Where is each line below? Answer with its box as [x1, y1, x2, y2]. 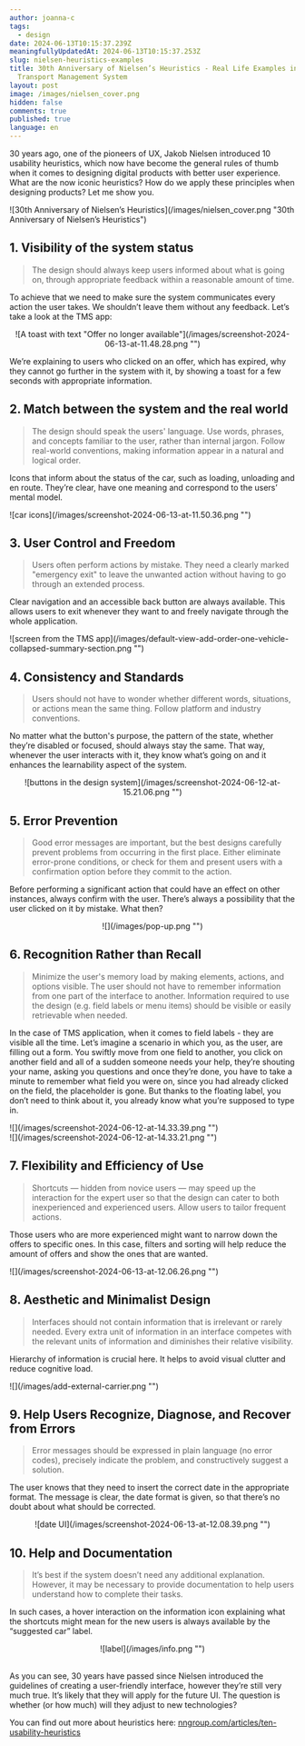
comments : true [9, 106, 67, 115]
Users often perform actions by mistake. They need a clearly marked [31, 560, 290, 571]
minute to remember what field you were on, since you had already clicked [9, 1075, 289, 1086]
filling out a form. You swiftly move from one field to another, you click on [9, 1046, 283, 1057]
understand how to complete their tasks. [31, 1589, 183, 1600]
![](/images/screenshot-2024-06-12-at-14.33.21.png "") [9, 1132, 218, 1142]
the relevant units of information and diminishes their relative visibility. [31, 1335, 293, 1346]
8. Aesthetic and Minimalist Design [9, 1292, 212, 1308]
